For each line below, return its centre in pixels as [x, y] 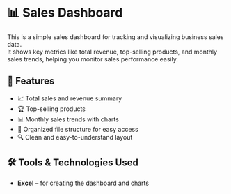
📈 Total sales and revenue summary [70, 98]
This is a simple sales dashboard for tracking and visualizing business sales [115, 37]
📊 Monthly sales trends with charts [68, 119]
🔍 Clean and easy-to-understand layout [75, 137]
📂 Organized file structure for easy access [78, 129]
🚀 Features [31, 81]
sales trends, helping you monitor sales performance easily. [93, 59]
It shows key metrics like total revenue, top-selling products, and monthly [112, 52]
